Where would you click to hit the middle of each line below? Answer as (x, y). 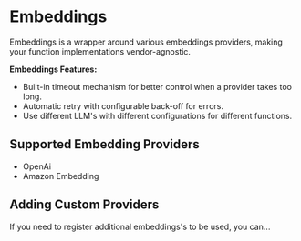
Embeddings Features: (53, 69)
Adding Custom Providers (84, 205)
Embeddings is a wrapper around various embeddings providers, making (146, 42)
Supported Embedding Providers (104, 144)
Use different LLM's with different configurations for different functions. (157, 115)
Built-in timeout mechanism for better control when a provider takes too (157, 86)
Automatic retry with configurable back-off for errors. (123, 105)
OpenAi (37, 166)
